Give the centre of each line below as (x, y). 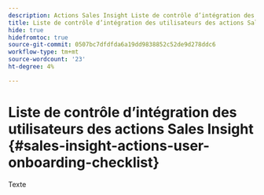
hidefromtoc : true (38, 37)
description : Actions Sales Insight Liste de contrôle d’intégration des (132, 15)
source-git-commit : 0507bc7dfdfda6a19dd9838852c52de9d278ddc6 (112, 45)
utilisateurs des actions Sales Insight (131, 129)
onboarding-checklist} (84, 162)
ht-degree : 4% (31, 67)
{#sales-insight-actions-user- (109, 145)
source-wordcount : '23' (47, 60)
